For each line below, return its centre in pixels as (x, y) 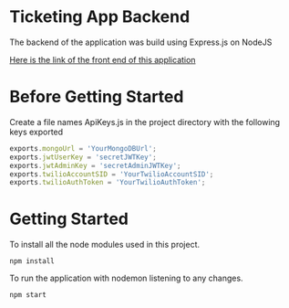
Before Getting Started (97, 97)
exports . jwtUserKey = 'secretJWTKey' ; (83, 157)
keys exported (36, 132)
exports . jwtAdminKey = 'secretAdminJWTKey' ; (95, 165)
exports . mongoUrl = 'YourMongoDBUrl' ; (83, 148)
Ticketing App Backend (100, 17)
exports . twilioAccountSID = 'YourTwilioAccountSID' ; (112, 174)
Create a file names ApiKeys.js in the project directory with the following (145, 122)
